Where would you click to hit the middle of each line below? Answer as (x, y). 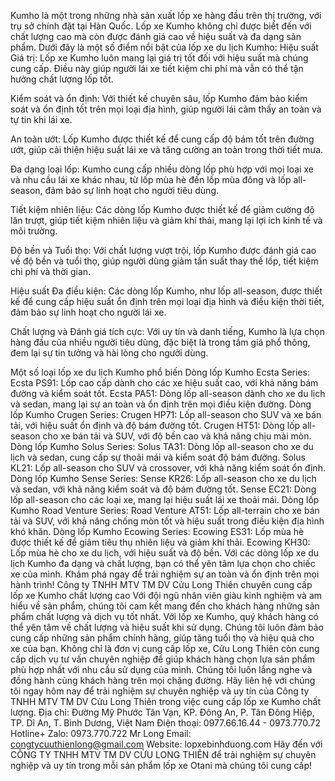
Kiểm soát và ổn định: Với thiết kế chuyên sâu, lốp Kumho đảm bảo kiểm (159, 98)
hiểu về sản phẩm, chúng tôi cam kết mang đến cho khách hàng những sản (165, 606)
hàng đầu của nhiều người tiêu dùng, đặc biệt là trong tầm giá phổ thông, (160, 342)
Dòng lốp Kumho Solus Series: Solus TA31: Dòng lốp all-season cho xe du (162, 446)
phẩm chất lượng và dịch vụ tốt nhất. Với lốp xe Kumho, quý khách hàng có (164, 616)
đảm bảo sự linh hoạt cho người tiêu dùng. (132, 190)
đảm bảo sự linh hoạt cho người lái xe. (88, 312)
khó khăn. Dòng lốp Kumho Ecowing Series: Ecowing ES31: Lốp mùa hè (157, 531)
